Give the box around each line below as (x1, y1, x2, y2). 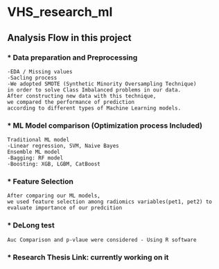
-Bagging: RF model (7, 155, 64, 162)
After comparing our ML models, (7, 192, 100, 200)
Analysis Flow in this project (7, 32, 132, 44)
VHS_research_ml (7, 4, 113, 20)
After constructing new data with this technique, (7, 92, 157, 99)
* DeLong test (7, 220, 55, 230)
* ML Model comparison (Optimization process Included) (7, 121, 203, 130)
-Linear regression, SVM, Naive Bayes (7, 143, 119, 150)
